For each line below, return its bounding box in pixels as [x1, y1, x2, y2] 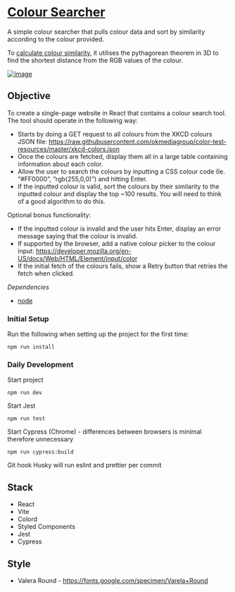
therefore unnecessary [7, 435, 74, 444]
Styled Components [17, 522, 76, 531]
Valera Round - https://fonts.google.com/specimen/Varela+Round [17, 576, 209, 584]
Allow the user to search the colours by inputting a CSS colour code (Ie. [17, 167, 226, 176]
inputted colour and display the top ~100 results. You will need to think [17, 189, 222, 198]
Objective [7, 90, 51, 102]
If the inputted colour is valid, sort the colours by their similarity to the [17, 182, 220, 191]
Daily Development [7, 359, 74, 369]
